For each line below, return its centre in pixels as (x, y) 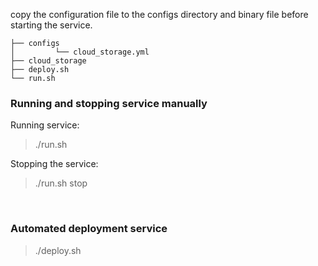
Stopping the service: (54, 164)
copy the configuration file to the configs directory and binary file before (159, 14)
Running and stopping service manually (109, 103)
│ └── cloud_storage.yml (80, 52)
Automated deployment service (89, 229)
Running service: (45, 125)
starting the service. (51, 25)
